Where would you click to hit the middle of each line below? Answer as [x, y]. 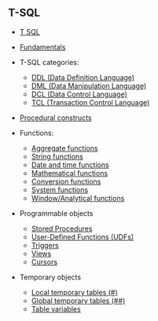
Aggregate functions [64, 148]
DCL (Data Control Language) [79, 94]
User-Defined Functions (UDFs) [83, 237]
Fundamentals [42, 47]
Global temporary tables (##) [78, 301]
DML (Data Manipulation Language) [89, 86]
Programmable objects [56, 213]
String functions [57, 156]
